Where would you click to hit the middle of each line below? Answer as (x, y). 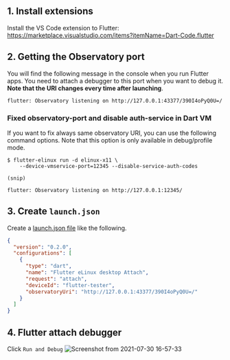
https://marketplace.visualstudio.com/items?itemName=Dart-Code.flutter (111, 35)
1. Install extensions (50, 11)
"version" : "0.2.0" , (43, 247)
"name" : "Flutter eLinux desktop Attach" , (87, 273)
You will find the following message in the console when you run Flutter (108, 73)
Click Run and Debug (35, 349)
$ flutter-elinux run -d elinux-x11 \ (62, 160)
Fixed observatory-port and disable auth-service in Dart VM (109, 118)
